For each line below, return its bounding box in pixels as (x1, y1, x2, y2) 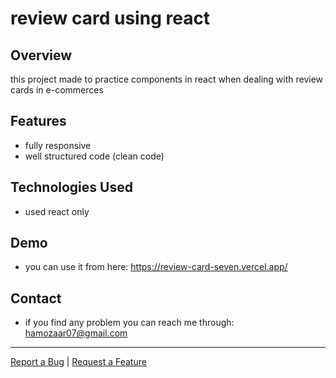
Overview (10, 47, 73, 64)
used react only (24, 205, 90, 217)
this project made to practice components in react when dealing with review (10, 73, 324, 85)
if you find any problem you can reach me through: (24, 317, 235, 329)
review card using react (10, 7, 211, 30)
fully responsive (24, 139, 92, 151)
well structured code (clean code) (24, 150, 165, 162)
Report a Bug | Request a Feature (10, 356, 147, 368)
